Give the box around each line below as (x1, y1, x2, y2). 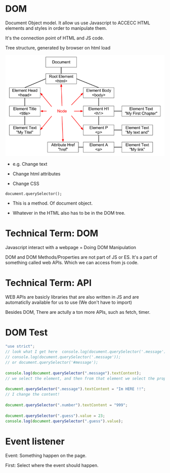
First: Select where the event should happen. (5, 462, 99, 468)
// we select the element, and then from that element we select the (5, 376, 155, 381)
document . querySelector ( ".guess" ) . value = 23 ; (5, 413, 105, 418)
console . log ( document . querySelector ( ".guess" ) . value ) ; (5, 418, 123, 423)
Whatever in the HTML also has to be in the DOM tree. (12, 210, 125, 216)
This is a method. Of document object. (12, 200, 93, 206)
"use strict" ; (5, 344, 35, 349)
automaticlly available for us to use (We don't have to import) (5, 299, 133, 305)
